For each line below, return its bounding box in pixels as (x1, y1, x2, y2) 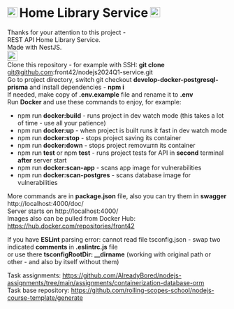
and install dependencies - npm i (29, 83, 124, 91)
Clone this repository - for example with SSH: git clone (7, 60, 166, 69)
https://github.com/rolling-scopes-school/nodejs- (71, 286, 214, 294)
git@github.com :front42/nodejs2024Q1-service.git (7, 68, 154, 76)
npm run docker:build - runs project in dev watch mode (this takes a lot (17, 111, 224, 120)
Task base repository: (7, 286, 70, 294)
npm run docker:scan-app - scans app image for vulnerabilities (17, 163, 202, 172)
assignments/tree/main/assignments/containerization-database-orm (7, 278, 205, 287)
